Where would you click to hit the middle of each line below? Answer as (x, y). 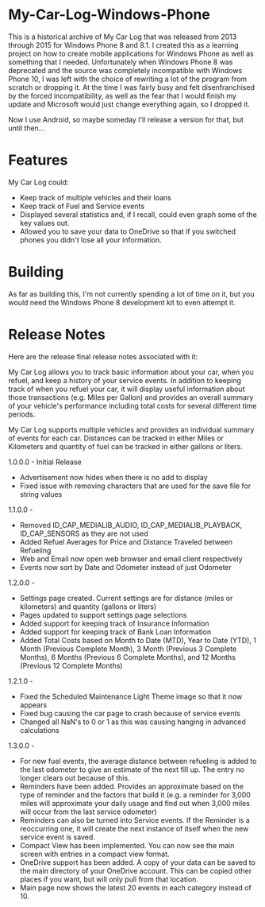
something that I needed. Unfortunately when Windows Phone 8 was (121, 62)
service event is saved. (57, 837)
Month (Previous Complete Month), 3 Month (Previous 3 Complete (128, 649)
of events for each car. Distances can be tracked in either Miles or (116, 438)
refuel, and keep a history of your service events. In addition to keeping (125, 380)
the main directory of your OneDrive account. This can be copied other (136, 870)
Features (38, 160)
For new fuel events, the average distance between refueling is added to (138, 761)
